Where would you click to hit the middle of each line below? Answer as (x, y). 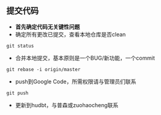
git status (20, 46)
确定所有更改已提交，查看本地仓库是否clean (70, 34)
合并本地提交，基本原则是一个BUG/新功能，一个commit (85, 58)
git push (17, 93)
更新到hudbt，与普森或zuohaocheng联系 (67, 105)
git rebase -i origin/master (43, 69)
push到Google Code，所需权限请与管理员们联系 (76, 82)
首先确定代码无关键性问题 (47, 27)
